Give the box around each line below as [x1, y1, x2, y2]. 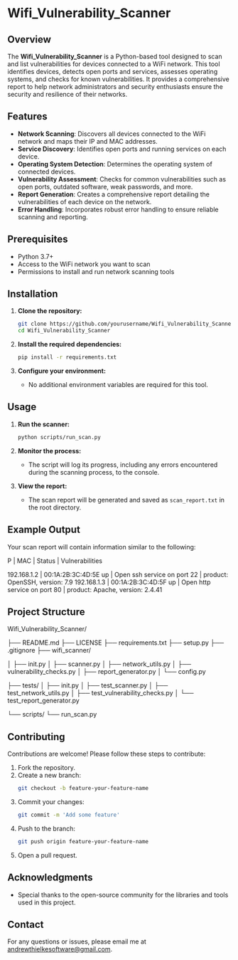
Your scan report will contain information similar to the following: [7, 542, 196, 551]
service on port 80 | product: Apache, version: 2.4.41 [7, 585, 163, 594]
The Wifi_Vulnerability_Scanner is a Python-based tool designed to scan [7, 52, 222, 60]
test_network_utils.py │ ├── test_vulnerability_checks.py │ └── [7, 689, 194, 697]
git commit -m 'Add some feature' [17, 811, 120, 819]
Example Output [7, 524, 80, 536]
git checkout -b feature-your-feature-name [17, 785, 149, 792]
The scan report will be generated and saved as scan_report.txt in [28, 495, 225, 504]
